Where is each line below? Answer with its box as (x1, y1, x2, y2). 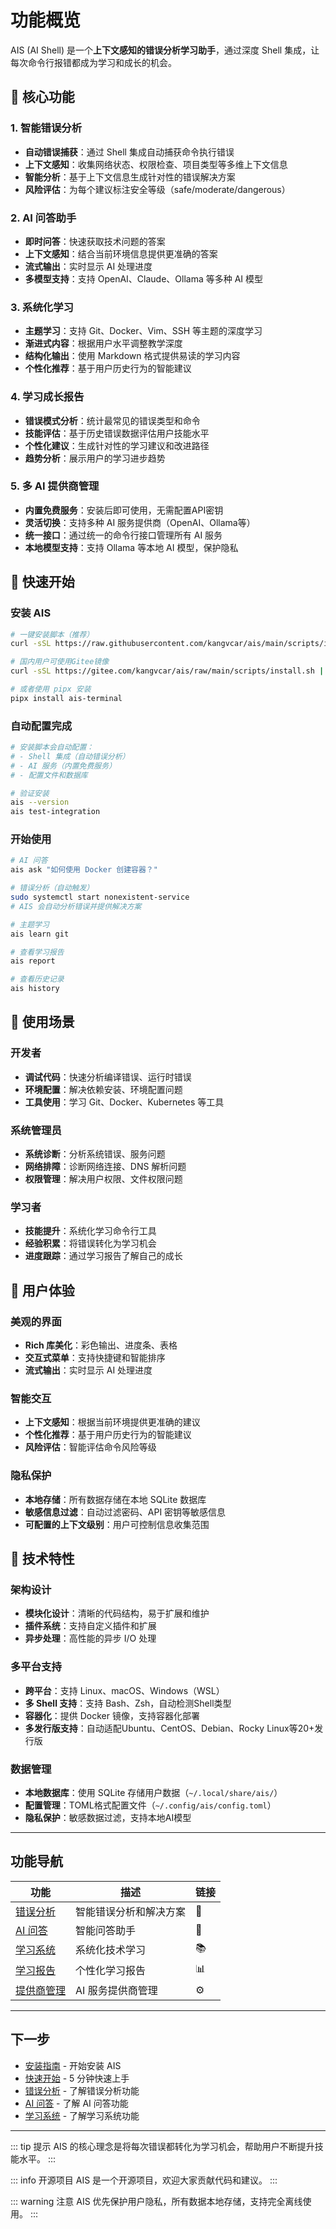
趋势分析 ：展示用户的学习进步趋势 (24, 452, 166, 464)
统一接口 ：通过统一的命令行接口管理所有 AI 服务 (24, 529, 223, 541)
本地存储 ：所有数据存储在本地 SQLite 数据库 (24, 1493, 207, 1505)
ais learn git (10, 929, 70, 939)
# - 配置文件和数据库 (10, 770, 88, 780)
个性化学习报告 (75, 1964, 147, 1978)
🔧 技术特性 (10, 1551, 75, 1568)
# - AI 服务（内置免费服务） (10, 761, 117, 771)
